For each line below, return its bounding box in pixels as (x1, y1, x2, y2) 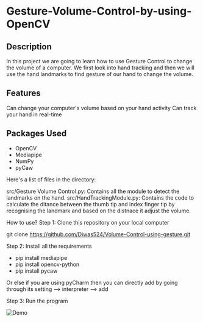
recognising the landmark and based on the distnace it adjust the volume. (6, 207, 191, 214)
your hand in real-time (6, 111, 62, 118)
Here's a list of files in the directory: (6, 175, 96, 183)
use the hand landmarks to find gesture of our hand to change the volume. (6, 71, 193, 77)
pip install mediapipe (15, 254, 68, 261)
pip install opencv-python (15, 261, 80, 268)
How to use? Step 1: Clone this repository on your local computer (6, 219, 169, 226)
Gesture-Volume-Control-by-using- (6, 4, 192, 18)
